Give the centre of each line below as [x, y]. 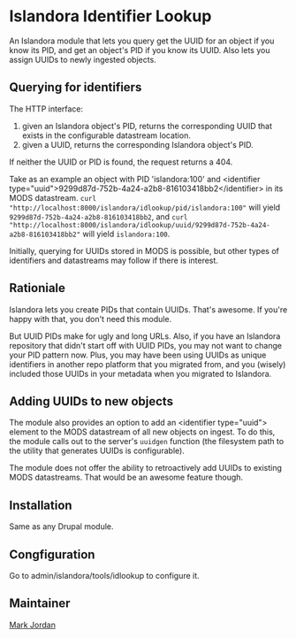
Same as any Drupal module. [61, 527]
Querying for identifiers [76, 87]
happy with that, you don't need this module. [91, 319]
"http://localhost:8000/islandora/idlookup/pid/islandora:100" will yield [145, 207]
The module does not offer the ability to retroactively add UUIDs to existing [146, 468]
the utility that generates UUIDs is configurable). [97, 451]
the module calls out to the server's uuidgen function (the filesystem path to [147, 442]
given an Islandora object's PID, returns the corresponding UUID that [147, 126]
